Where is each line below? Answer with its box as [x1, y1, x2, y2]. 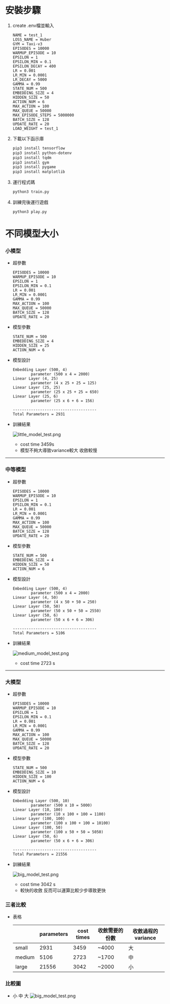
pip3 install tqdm [12, 155, 52, 160]
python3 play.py [12, 209, 47, 215]
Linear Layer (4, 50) [12, 595, 58, 600]
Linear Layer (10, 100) [12, 807, 63, 812]
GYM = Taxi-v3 [12, 41, 42, 46]
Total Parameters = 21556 [12, 852, 67, 857]
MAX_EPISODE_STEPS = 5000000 [12, 112, 74, 117]
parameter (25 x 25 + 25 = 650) [31, 389, 99, 394]
